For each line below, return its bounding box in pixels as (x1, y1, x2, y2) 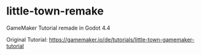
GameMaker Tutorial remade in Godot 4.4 (6, 24, 111, 31)
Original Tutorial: (6, 36, 48, 43)
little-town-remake (6, 4, 104, 18)
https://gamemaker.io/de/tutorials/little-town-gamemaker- (49, 36, 195, 43)
